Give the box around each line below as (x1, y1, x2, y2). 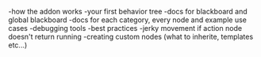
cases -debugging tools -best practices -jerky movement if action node (8, 24, 243, 32)
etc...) (8, 40, 28, 50)
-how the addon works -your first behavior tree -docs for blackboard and (8, 7, 248, 16)
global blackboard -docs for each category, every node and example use (8, 15, 248, 25)
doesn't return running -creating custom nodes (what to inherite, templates (8, 32, 254, 41)
